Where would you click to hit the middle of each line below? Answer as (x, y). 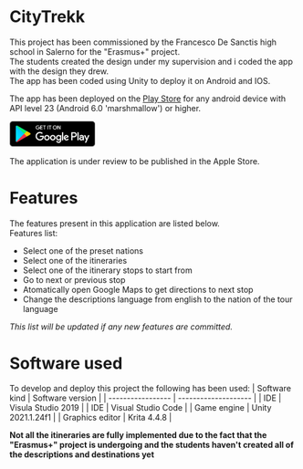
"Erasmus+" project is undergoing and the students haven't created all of (151, 445)
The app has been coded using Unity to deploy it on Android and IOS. (140, 80)
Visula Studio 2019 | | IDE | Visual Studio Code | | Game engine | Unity (141, 408)
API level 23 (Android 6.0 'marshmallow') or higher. (105, 108)
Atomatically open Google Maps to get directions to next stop (138, 289)
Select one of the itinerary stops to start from (108, 270)
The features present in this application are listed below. (115, 223)
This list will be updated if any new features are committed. (121, 327)
